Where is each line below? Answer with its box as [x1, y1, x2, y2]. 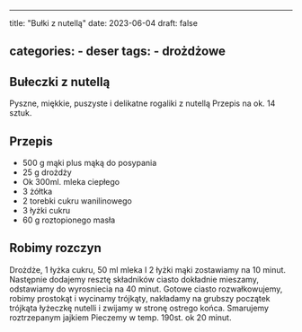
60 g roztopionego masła [22, 214, 116, 225]
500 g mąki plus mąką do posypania [22, 158, 157, 169]
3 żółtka [22, 186, 53, 197]
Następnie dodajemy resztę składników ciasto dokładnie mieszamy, [9, 274, 259, 284]
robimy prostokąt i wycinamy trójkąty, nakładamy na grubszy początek [9, 293, 271, 303]
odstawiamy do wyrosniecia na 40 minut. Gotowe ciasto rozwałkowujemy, [9, 284, 283, 294]
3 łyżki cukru [22, 205, 70, 216]
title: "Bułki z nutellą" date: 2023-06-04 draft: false [9, 18, 198, 28]
